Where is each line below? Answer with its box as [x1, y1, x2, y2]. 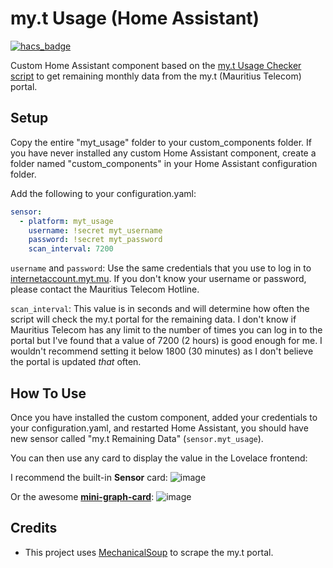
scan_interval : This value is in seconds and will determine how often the [10, 303, 310, 315]
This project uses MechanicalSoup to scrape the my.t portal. [24, 546, 274, 558]
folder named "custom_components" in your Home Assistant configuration [10, 157, 318, 169]
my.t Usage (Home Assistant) [10, 7, 260, 30]
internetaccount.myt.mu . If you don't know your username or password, [10, 273, 307, 285]
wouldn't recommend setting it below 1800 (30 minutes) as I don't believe [10, 345, 314, 357]
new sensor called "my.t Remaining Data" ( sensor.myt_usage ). [10, 432, 264, 444]
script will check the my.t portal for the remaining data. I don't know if [10, 313, 297, 326]
